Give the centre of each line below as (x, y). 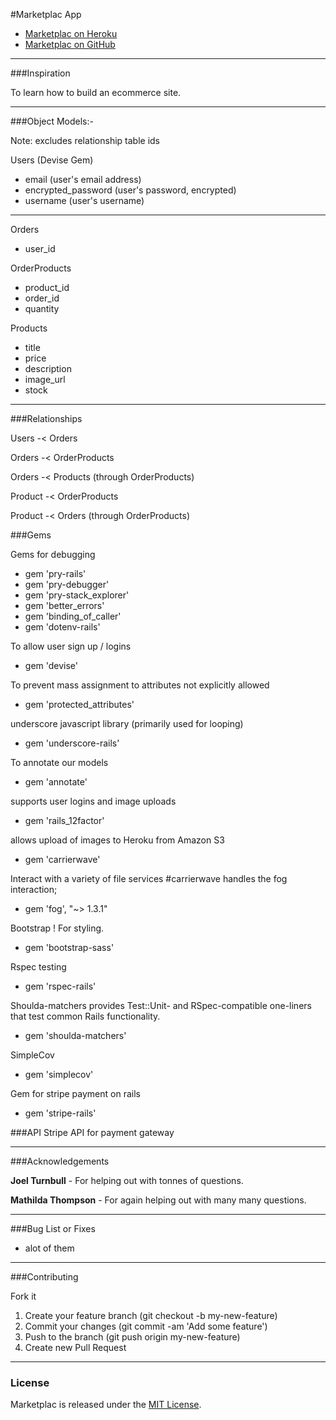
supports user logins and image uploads (93, 801)
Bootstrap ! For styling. (57, 928)
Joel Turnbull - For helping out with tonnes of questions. (127, 1180)
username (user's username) (84, 200)
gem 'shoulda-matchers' (75, 1035)
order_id (42, 298)
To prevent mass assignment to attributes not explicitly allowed (140, 685)
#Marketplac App (46, 14)
